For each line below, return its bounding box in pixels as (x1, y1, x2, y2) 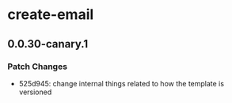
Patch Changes (7, 61, 68, 72)
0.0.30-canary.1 (7, 37, 89, 51)
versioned (18, 87, 52, 97)
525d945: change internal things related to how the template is (18, 78, 225, 88)
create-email (7, 6, 94, 24)
